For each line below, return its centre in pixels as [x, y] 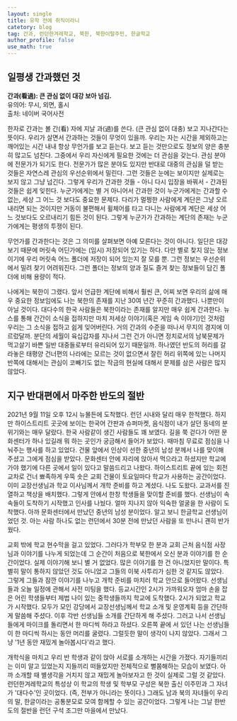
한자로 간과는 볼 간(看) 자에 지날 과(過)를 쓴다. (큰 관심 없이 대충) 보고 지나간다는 [118, 128]
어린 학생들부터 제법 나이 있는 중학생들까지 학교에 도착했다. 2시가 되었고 [114, 598]
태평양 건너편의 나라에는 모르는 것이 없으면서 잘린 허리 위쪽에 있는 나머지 [126, 353]
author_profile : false [41, 40]
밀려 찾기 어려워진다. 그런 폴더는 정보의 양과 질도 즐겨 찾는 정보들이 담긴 [119, 267]
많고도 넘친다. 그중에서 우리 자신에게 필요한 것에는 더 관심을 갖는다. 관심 [114, 155]
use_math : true [30, 47]
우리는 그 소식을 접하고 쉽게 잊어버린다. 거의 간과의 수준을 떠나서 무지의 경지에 [115, 327]
